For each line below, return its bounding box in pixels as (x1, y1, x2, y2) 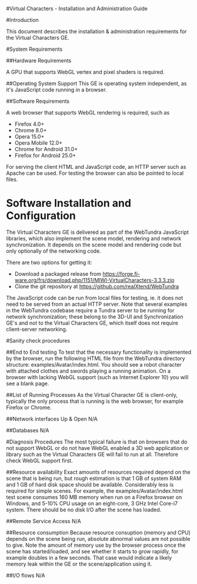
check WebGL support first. (6, 457, 74, 464)
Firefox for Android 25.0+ (14, 152, 76, 159)
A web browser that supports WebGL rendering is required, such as (6, 109, 170, 116)
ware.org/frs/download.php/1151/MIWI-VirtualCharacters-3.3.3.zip (14, 276, 175, 283)
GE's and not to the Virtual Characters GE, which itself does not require (6, 319, 178, 327)
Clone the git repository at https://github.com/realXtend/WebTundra (14, 283, 179, 290)
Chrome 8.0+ (14, 127, 47, 133)
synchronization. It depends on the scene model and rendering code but (6, 241, 182, 248)
